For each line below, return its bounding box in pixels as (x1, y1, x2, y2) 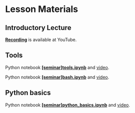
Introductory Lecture (5, 23, 71, 32)
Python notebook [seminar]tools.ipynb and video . (5, 64, 109, 70)
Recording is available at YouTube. (5, 36, 77, 42)
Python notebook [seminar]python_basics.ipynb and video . (5, 101, 130, 108)
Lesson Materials (5, 3, 78, 15)
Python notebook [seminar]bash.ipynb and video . (5, 74, 109, 80)
